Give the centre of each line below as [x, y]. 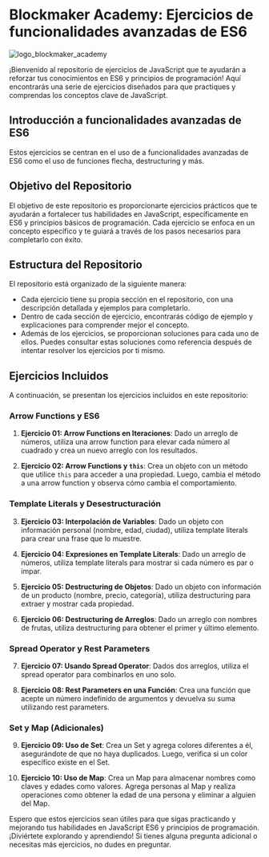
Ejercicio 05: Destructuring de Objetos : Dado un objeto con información [141, 587]
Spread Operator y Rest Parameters [80, 648]
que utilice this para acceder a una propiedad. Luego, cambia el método [141, 474]
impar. [31, 571]
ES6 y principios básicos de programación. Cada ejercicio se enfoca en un [132, 222]
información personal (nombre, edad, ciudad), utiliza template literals [134, 530]
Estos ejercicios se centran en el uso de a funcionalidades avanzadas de [129, 152]
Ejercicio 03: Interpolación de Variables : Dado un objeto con [122, 521]
